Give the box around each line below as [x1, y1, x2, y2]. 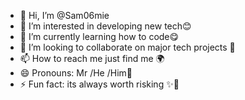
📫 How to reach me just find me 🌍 [19, 53, 165, 64]
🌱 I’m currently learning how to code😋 [19, 31, 180, 42]
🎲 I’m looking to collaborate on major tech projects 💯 [19, 41, 236, 53]
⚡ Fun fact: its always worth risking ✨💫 [19, 78, 180, 90]
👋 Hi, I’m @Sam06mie [19, 10, 110, 21]
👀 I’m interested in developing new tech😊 [19, 20, 192, 32]
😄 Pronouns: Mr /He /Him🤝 [19, 67, 133, 79]
